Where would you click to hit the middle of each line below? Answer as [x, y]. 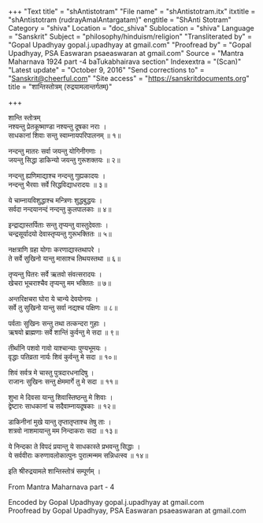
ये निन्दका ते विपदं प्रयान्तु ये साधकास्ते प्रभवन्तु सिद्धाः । [74, 447]
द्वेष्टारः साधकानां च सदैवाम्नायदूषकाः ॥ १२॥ [62, 406]
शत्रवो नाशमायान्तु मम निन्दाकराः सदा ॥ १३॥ [63, 431]
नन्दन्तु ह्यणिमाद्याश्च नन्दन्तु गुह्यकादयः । [57, 176]
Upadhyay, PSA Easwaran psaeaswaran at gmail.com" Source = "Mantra [126, 53]
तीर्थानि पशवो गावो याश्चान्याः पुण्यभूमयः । [58, 348]
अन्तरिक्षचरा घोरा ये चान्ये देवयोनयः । [53, 299]
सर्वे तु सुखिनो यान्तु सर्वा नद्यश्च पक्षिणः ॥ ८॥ [63, 308]
